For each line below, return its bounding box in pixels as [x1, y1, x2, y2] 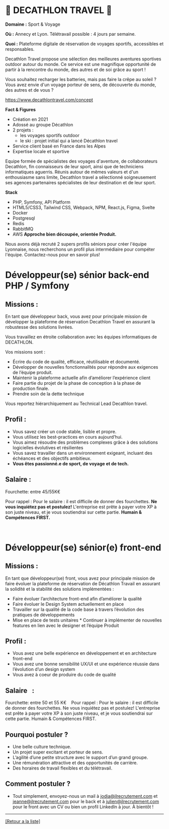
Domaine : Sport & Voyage [5, 21, 60, 27]
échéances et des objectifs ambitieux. [12, 455, 92, 461]
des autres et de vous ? [5, 87, 54, 93]
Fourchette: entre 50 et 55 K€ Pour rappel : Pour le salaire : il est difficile [5, 700, 158, 706]
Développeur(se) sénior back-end [5, 269, 149, 281]
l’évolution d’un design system [12, 666, 75, 672]
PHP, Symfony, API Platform [12, 199, 70, 205]
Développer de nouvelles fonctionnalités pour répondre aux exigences [12, 364, 158, 370]
